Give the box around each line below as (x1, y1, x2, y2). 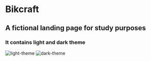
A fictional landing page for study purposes (5, 24, 146, 32)
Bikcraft (5, 4, 39, 15)
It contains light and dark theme (5, 39, 85, 46)
